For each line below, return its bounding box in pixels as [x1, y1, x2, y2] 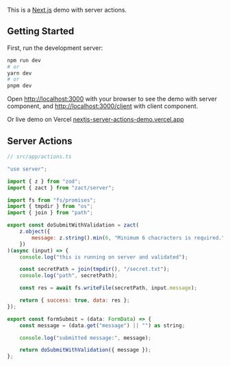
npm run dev [7, 57, 41, 64]
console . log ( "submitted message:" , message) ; [19, 335, 152, 341]
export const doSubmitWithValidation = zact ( [7, 222, 139, 228]
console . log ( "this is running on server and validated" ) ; [19, 253, 188, 261]
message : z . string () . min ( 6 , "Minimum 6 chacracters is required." [31, 234, 225, 241]
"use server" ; [7, 166, 48, 172]
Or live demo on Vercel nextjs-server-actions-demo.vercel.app [7, 116, 185, 124]
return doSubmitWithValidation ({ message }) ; [19, 347, 152, 354]
